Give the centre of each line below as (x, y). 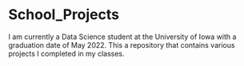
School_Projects (64, 15)
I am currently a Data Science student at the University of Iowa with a (122, 37)
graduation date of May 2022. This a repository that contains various (122, 45)
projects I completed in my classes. (66, 53)
